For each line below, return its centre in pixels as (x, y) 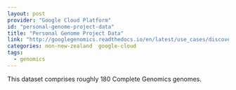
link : (15, 40)
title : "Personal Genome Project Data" (66, 33)
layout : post (26, 14)
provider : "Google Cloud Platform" (59, 20)
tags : (15, 53)
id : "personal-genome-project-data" (61, 27)
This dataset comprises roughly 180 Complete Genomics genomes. (104, 79)
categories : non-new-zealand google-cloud (72, 46)
